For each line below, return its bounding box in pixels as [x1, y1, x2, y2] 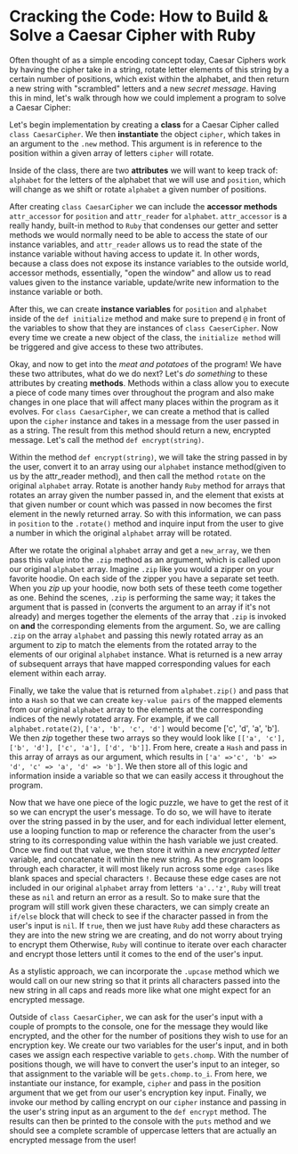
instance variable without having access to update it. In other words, [9, 248, 260, 259]
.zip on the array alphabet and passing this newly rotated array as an [9, 630, 264, 641]
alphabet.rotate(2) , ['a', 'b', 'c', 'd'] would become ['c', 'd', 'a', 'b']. [9, 723, 280, 733]
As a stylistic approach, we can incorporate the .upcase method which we [9, 965, 280, 977]
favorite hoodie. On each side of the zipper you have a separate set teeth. [9, 573, 280, 584]
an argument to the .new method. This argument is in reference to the [9, 138, 262, 149]
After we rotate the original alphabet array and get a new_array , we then [9, 544, 271, 555]
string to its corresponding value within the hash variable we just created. [9, 835, 278, 846]
